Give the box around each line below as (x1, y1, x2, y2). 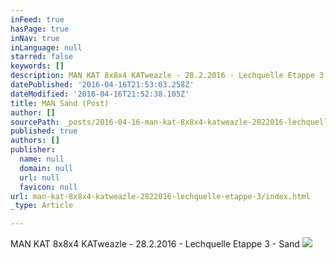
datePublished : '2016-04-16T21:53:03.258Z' (10, 80, 195, 90)
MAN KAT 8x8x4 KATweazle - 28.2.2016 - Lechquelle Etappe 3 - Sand (10, 238, 300, 250)
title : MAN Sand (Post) (10, 98, 110, 108)
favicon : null (19, 182, 78, 192)
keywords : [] (10, 61, 65, 71)
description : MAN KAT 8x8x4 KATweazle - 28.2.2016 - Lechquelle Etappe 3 (10, 71, 325, 81)
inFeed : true (10, 14, 65, 25)
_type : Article (10, 201, 74, 211)
